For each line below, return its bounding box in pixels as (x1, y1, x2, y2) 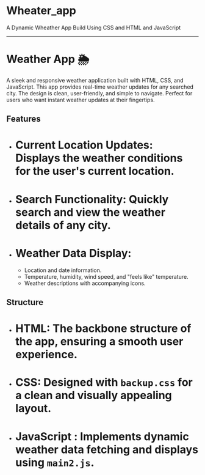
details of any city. (15, 218, 111, 232)
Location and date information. (24, 267, 102, 274)
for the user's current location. (15, 164, 175, 178)
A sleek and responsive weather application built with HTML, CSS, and (6, 76, 184, 84)
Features (6, 114, 41, 124)
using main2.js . (15, 455, 95, 469)
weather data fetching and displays (15, 443, 198, 456)
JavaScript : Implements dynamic (15, 429, 189, 443)
